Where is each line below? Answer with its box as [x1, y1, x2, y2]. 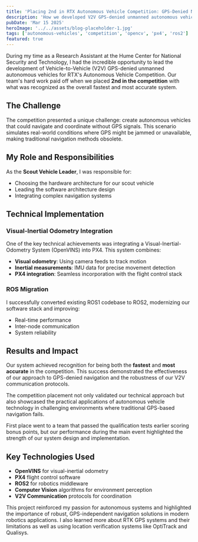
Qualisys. [6, 529, 29, 536]
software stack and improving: [6, 305, 80, 312]
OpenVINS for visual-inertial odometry [14, 468, 109, 475]
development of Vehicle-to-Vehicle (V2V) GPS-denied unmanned [6, 65, 164, 71]
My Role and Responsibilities [6, 152, 114, 162]
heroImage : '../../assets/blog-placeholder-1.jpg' [6, 25, 133, 31]
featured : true [6, 36, 44, 42]
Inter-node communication [14, 322, 80, 329]
